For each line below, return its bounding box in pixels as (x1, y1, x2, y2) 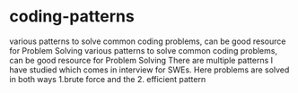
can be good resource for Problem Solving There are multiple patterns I (9, 55, 274, 65)
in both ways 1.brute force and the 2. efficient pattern (9, 73, 206, 84)
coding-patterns (9, 6, 135, 27)
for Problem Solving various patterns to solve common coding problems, (9, 45, 278, 55)
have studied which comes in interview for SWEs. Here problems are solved (9, 64, 290, 75)
